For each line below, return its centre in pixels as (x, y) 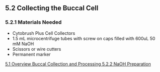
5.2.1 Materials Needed (34, 22)
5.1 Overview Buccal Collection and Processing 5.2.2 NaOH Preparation (78, 64)
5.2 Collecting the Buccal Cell (52, 8)
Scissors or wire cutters (37, 49)
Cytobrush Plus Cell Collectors (44, 33)
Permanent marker (32, 54)
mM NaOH (23, 44)
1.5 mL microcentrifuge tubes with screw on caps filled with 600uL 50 (84, 38)
